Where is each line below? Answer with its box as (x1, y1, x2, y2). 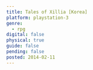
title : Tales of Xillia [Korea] (6, 9, 88, 15)
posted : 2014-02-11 (6, 54, 56, 60)
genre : (6, 20, 23, 26)
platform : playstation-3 (6, 15, 69, 21)
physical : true (6, 37, 45, 43)
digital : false (6, 32, 45, 38)
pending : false (6, 49, 45, 55)
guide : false (6, 43, 39, 49)
